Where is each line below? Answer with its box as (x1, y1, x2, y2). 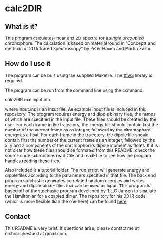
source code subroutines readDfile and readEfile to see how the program (5, 152, 151, 158)
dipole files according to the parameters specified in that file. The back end (5, 172, 156, 178)
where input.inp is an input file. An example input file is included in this (5, 106, 146, 112)
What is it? (5, 22, 38, 31)
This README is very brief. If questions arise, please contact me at (5, 225, 139, 231)
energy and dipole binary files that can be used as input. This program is (5, 183, 151, 188)
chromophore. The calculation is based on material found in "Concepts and (5, 40, 156, 46)
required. (5, 77, 23, 83)
